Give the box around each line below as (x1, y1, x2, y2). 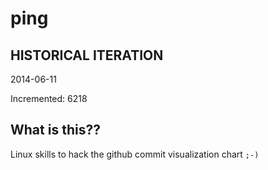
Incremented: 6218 (10, 93, 88, 104)
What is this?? (10, 122, 101, 139)
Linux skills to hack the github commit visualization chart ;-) (10, 148, 260, 160)
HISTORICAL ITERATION (10, 47, 164, 64)
